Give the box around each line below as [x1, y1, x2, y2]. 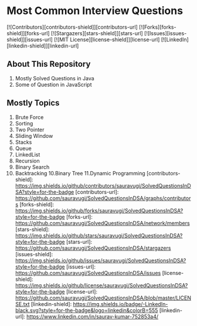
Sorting [15, 120, 33, 127]
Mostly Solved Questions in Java [15, 74, 94, 81]
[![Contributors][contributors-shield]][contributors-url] [6, 23, 138, 30]
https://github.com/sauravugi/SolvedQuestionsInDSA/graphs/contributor [15, 195, 191, 202]
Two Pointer [15, 126, 45, 133]
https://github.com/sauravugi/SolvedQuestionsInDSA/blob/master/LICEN [15, 294, 191, 301]
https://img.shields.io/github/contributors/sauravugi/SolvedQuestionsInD [15, 182, 191, 189]
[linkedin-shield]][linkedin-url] [6, 42, 79, 49]
